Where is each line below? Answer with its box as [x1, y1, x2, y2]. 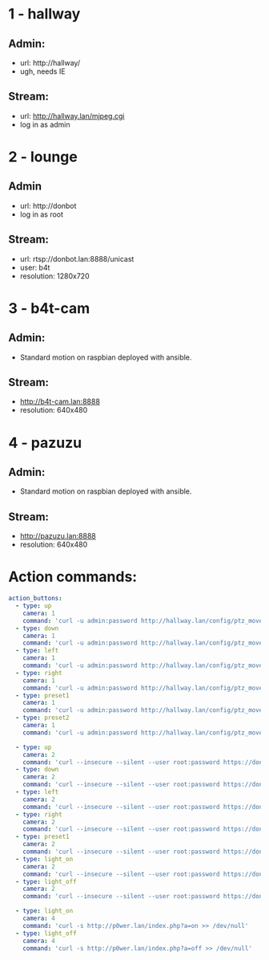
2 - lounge [8, 148, 78, 165]
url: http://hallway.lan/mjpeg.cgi [19, 111, 125, 120]
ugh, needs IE [19, 67, 66, 76]
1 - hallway [8, 5, 81, 23]
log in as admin [19, 120, 70, 129]
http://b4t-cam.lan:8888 [19, 397, 100, 406]
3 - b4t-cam [8, 299, 90, 317]
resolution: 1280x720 [19, 271, 90, 281]
